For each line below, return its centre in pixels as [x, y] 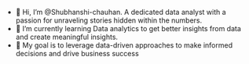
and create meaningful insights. [67, 37]
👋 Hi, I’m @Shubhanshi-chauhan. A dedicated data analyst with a [121, 12]
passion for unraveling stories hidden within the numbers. [109, 20]
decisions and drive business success [77, 53]
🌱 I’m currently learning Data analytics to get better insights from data [128, 28]
